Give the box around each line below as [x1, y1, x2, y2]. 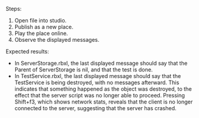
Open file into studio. [14, 17, 67, 24]
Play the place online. [14, 30, 68, 37]
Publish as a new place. [14, 24, 74, 30]
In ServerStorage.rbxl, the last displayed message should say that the [14, 60, 188, 67]
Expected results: [5, 48, 50, 55]
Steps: [5, 5, 22, 12]
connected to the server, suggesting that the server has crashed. [14, 105, 177, 111]
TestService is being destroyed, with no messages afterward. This [14, 79, 180, 86]
